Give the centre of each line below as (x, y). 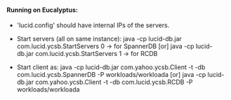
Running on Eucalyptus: (42, 10)
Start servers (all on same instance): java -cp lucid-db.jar (99, 39)
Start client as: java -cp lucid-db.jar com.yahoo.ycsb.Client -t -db (111, 67)
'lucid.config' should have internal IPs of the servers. (93, 25)
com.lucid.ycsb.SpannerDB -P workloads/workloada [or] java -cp (111, 75)
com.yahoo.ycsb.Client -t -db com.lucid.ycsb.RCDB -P (114, 82)
